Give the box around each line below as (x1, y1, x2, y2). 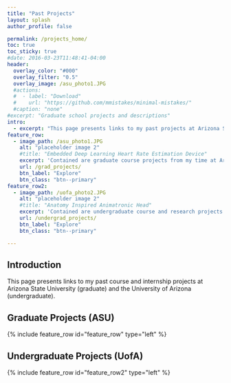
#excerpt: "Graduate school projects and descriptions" (7, 112, 170, 119)
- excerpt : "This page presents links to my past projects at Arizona (13, 125, 220, 132)
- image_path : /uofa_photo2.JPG (13, 189, 107, 196)
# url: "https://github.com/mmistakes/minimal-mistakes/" (13, 99, 192, 107)
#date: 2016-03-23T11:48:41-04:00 (7, 54, 107, 62)
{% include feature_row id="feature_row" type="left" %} (7, 330, 167, 338)
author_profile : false (7, 23, 72, 30)
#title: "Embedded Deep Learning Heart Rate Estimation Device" (19, 151, 208, 158)
